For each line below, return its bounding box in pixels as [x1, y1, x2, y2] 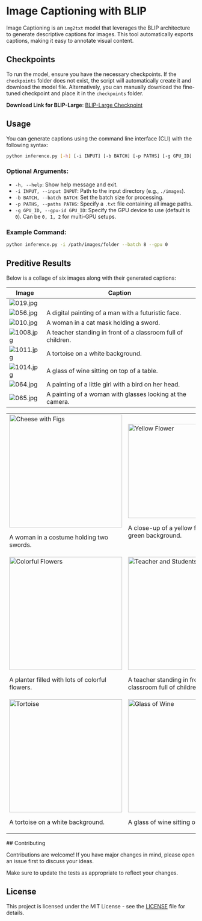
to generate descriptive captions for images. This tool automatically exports [6, 30, 194, 37]
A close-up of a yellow [128, 523, 192, 532]
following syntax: [6, 141, 49, 148]
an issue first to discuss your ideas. [6, 857, 94, 864]
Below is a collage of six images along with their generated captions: [6, 274, 176, 281]
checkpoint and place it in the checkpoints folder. [22, 89, 144, 97]
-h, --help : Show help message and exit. [14, 181, 118, 188]
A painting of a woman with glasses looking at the [46, 390, 186, 398]
